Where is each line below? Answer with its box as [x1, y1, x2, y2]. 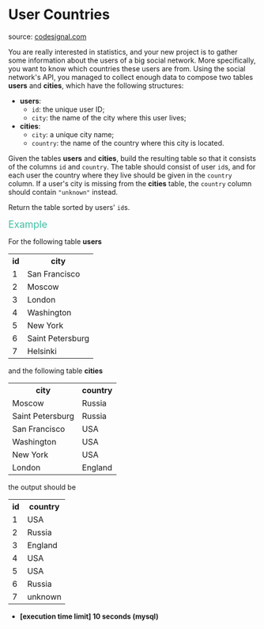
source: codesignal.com [8, 32, 87, 41]
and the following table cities [8, 366, 104, 375]
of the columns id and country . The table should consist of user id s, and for [8, 162, 256, 171]
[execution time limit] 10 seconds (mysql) [19, 612, 159, 621]
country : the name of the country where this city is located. [31, 138, 224, 147]
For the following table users [8, 236, 103, 246]
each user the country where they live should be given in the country [8, 170, 232, 180]
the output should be [8, 482, 77, 492]
